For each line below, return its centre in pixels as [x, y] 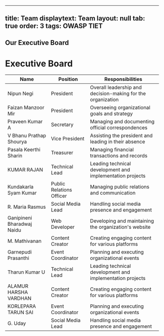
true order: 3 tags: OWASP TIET [54, 26]
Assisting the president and [121, 136]
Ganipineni [20, 217]
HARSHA [18, 292]
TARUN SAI [20, 312]
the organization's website [120, 227]
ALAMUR [18, 286]
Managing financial [112, 149]
